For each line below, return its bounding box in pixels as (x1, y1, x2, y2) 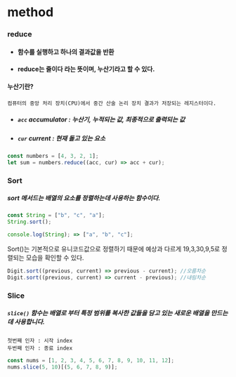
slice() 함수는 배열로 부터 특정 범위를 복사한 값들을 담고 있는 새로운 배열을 (7, 309, 210, 317)
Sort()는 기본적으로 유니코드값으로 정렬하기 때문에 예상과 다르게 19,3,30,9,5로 (7, 245, 221, 253)
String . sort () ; (7, 218, 52, 225)
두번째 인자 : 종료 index (7, 345, 73, 352)
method (7, 4, 54, 20)
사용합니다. (14, 317, 46, 326)
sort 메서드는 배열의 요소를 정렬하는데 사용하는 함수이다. (7, 194, 161, 202)
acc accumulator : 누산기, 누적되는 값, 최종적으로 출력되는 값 (17, 115, 185, 124)
